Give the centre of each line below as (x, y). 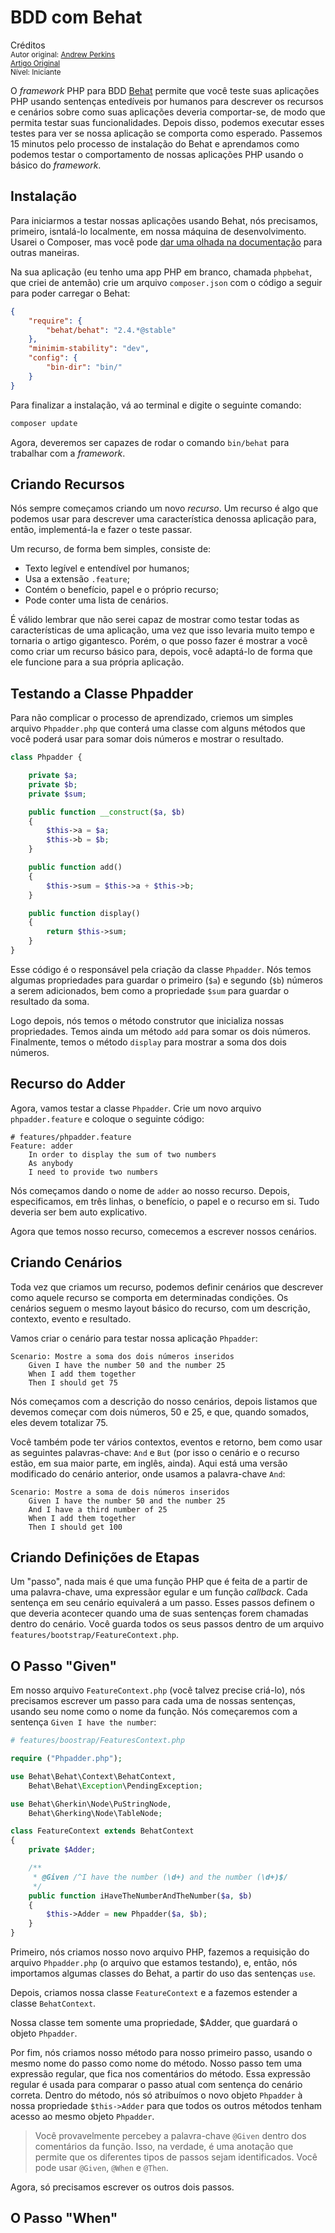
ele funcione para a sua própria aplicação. (97, 662)
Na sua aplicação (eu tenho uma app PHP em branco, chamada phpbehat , (161, 272)
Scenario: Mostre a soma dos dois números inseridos (122, 1356)
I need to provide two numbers (93, 1172)
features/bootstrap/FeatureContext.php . (94, 1635)
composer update (44, 423)
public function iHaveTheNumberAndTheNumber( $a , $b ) (140, 1896)
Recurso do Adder (68, 1084)
